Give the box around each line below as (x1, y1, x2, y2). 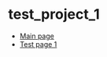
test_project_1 (8, 5, 100, 23)
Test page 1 (19, 39, 57, 48)
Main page (19, 31, 55, 41)
